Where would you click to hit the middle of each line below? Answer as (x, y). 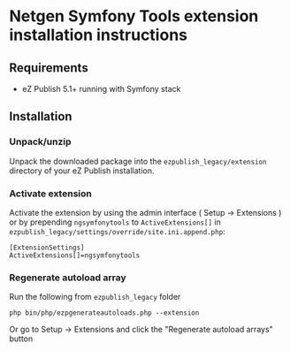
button (21, 339)
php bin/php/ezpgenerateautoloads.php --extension (104, 313)
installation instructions (99, 35)
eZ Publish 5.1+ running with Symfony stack (101, 89)
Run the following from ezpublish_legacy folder (95, 297)
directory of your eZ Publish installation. (82, 171)
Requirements (49, 68)
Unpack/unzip (41, 141)
